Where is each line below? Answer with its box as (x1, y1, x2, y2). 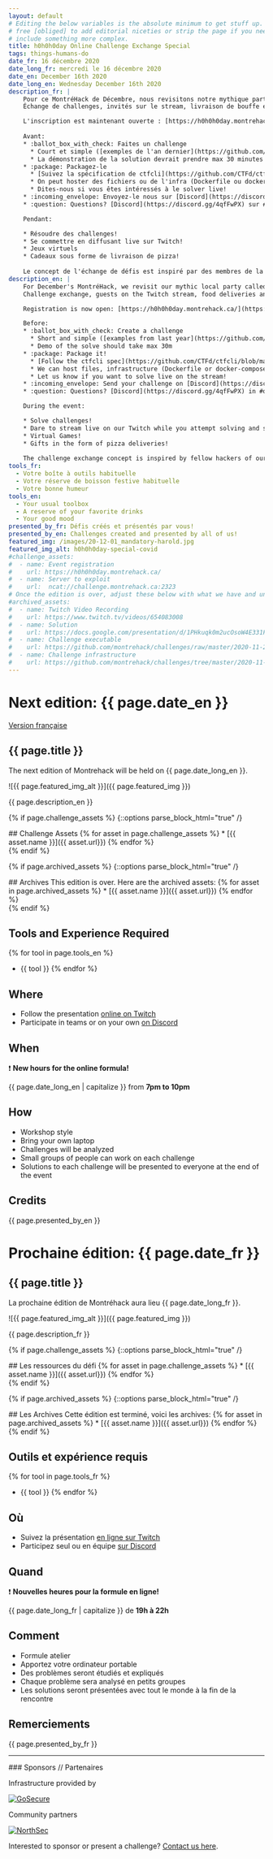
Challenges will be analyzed (19, 1144, 115, 1154)
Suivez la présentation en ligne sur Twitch (19, 1532, 161, 1542)
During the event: (23, 402, 85, 410)
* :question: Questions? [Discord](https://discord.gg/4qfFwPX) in (23, 388, 256, 396)
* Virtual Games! (23, 431, 82, 440)
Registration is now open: (23, 305, 115, 313)
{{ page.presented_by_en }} (8, 1215, 101, 1225)
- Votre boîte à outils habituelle (15, 470, 136, 478)
